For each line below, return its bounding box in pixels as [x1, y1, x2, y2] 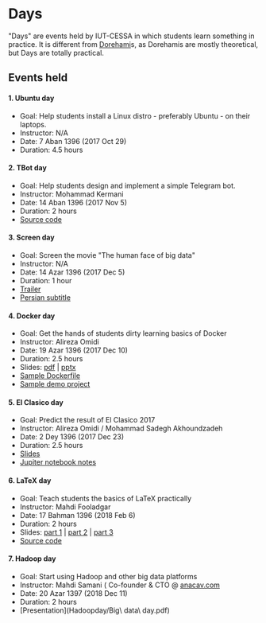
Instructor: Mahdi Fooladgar [19, 502, 111, 512]
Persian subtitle [19, 292, 71, 302]
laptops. [19, 119, 47, 129]
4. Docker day [8, 311, 56, 321]
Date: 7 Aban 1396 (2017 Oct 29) [19, 136, 127, 146]
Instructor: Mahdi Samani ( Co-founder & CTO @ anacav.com [19, 580, 221, 590]
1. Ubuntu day [8, 93, 55, 103]
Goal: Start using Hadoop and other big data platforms [19, 571, 198, 581]
